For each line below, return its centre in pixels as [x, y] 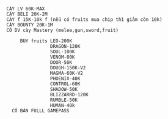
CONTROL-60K [65, 84]
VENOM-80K [62, 57]
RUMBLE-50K [64, 100]
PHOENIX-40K [65, 79]
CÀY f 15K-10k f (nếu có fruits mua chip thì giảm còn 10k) [85, 20]
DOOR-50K [61, 63]
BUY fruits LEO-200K [46, 41]
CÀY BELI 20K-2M [27, 14]
